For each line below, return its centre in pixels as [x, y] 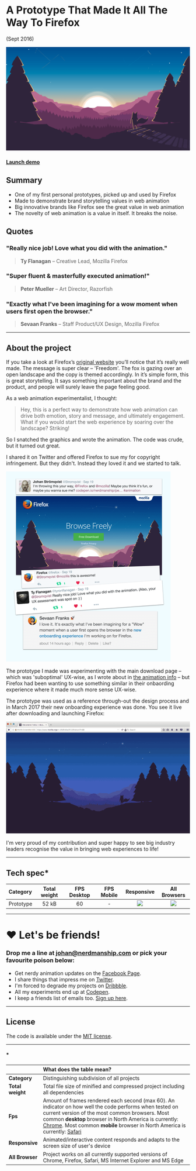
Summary [24, 180]
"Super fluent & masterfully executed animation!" [78, 276]
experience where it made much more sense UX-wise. [71, 689]
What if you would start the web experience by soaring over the [97, 422]
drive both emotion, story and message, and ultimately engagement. [102, 415]
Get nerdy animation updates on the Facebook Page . [78, 973]
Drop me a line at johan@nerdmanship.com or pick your [87, 953]
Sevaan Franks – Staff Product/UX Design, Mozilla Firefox [90, 324]
